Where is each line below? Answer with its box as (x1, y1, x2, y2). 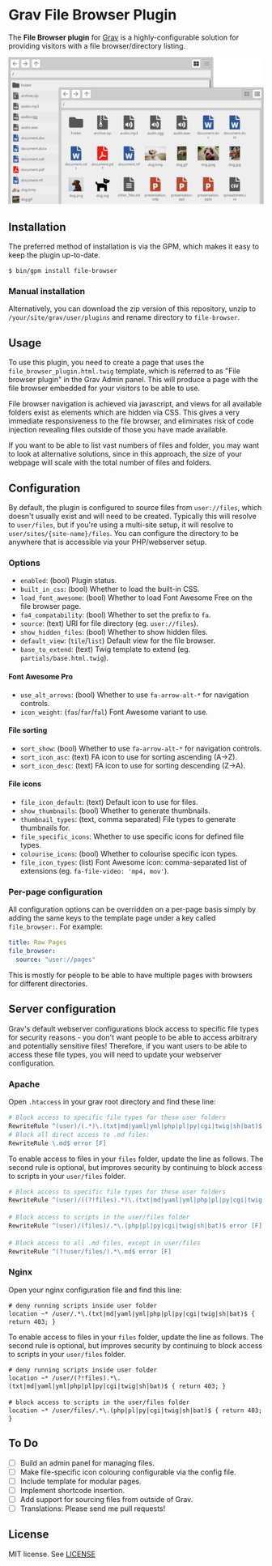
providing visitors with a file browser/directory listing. (8, 40, 186, 50)
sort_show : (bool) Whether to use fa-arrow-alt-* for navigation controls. (19, 743, 262, 753)
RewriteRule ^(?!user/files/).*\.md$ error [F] (8, 1247, 172, 1256)
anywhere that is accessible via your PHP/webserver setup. (8, 537, 207, 547)
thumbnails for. (19, 823, 70, 832)
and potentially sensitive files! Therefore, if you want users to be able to (8, 1040, 248, 1050)
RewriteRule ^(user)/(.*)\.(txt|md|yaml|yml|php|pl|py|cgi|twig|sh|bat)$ (8, 1121, 263, 1130)
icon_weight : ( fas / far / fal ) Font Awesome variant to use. (19, 707, 209, 717)
